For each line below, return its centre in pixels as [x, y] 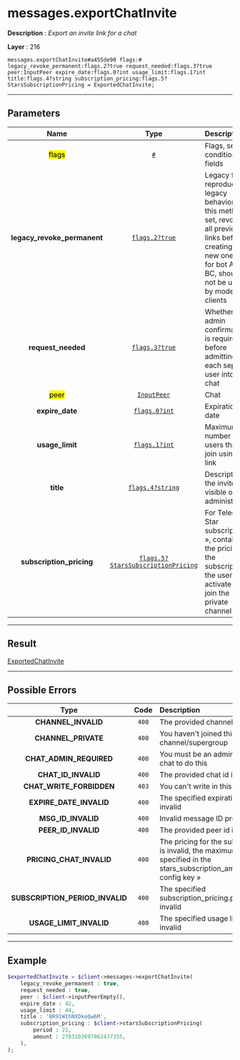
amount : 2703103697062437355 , [80, 1037]
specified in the [186, 860]
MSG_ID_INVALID [69, 819]
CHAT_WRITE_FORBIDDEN [69, 786]
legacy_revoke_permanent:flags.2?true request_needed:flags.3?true [110, 66]
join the [217, 593]
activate [218, 584]
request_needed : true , [56, 990]
